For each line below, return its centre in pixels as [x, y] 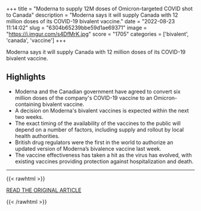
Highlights [26, 77]
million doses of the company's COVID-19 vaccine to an [83, 97]
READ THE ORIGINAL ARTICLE [44, 190]
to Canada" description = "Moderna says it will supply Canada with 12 [92, 15]
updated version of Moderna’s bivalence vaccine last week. [88, 148]
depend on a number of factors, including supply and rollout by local [99, 129]
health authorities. [37, 136]
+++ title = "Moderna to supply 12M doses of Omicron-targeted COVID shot [100, 9]
